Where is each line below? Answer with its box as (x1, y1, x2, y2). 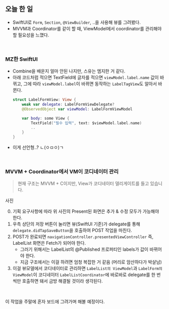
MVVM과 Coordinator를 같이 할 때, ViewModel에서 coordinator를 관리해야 (12, 25, 162, 31)
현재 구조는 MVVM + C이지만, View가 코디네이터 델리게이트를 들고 (17, 180, 149, 186)
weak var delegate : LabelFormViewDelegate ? (22, 102, 115, 107)
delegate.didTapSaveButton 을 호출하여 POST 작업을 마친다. (12, 227, 132, 234)
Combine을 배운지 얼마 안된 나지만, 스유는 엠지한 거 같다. (12, 68, 126, 74)
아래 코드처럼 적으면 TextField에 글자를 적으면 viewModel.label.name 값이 (12, 74, 159, 81)
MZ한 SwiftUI (5, 55, 38, 62)
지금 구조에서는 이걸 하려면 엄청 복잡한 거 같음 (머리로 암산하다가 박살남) (20, 259, 162, 265)
